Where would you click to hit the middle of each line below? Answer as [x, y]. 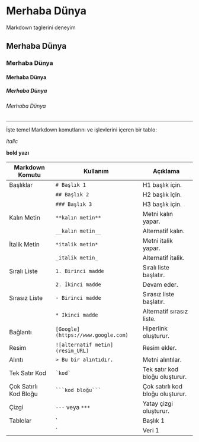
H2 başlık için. [162, 195]
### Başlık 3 [74, 204]
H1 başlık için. [162, 185]
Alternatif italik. [163, 258]
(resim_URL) [72, 351]
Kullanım [96, 171]
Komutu [30, 175]
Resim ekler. [160, 348]
